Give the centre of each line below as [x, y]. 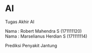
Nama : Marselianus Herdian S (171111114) [46, 36]
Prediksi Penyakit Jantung [31, 45]
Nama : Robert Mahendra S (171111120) [43, 31]
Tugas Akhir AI [20, 22]
